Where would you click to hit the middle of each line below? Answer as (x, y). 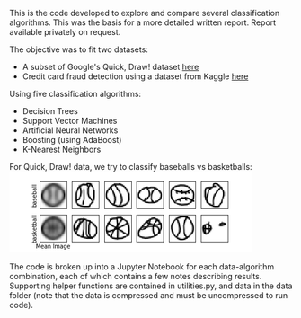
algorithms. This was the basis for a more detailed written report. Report (143, 22)
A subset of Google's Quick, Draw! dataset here (111, 67)
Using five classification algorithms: (75, 94)
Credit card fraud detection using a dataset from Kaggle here (135, 76)
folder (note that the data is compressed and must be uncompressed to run (149, 295)
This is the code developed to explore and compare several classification (145, 13)
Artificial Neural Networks (70, 130)
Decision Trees (50, 111)
